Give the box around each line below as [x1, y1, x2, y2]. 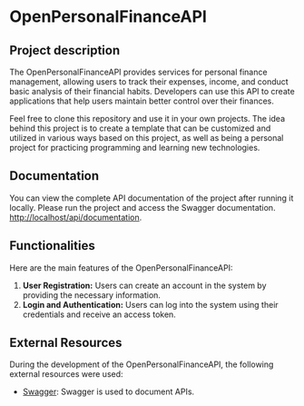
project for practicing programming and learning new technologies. [9, 143, 260, 153]
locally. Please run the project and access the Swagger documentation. [9, 202, 276, 213]
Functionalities [9, 238, 95, 253]
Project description [9, 43, 121, 58]
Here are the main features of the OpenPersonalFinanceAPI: [9, 262, 233, 273]
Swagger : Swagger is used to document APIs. [22, 386, 195, 397]
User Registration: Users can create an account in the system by [22, 280, 267, 291]
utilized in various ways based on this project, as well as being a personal [9, 133, 284, 143]
